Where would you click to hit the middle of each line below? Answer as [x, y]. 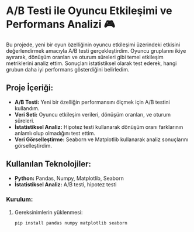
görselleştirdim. [33, 145]
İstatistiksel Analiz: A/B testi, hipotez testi [65, 184]
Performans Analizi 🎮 [60, 24]
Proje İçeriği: [30, 88]
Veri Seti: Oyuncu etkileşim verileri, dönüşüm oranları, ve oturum [93, 114]
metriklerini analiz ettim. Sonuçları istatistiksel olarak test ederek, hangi [91, 63]
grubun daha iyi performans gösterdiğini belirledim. [68, 69]
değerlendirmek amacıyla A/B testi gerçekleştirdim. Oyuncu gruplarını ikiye [96, 50]
